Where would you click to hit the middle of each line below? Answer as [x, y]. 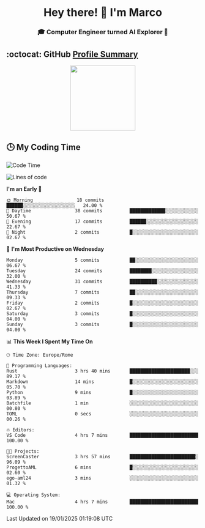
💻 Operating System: [34, 495]
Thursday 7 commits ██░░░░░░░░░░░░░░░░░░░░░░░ [102, 292]
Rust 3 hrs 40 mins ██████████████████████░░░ [102, 371]
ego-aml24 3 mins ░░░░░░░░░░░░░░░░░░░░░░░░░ [102, 478]
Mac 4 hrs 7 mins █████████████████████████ [102, 502]
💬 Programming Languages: [39, 366]
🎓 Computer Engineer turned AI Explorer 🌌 [103, 32]
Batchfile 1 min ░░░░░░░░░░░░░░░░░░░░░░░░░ [102, 403]
